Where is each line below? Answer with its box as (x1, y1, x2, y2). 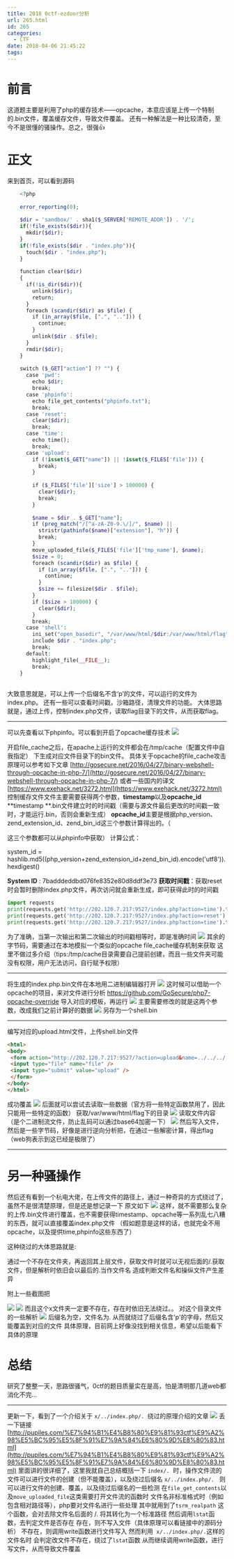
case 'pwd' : (25, 372, 61, 379)
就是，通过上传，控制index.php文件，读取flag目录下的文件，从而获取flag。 (7, 707, 223, 715)
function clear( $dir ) (19, 268, 82, 275)
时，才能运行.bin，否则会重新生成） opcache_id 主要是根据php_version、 (7, 810, 217, 819)
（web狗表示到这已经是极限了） (7, 1135, 99, 1143)
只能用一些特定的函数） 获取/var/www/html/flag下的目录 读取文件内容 (7, 1108, 216, 1117)
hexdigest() (7, 862, 40, 871)
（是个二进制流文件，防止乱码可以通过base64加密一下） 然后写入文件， (7, 1117, 223, 1126)
